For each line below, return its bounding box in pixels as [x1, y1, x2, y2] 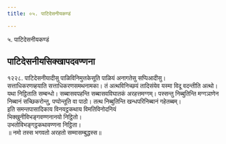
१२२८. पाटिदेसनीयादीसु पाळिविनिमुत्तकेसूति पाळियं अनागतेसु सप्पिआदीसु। [7, 74, 166, 82]
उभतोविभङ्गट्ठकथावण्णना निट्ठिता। [7, 120, 82, 129]
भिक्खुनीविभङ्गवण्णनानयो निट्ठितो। [7, 113, 82, 121]
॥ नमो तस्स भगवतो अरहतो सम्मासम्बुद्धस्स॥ [7, 129, 102, 137]
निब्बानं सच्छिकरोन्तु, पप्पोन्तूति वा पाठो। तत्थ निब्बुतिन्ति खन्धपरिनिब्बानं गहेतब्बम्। [7, 98, 182, 106]
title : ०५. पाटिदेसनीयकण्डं [7, 10, 71, 17]
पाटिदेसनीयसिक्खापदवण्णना [7, 56, 96, 68]
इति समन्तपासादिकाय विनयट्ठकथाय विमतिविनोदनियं [7, 105, 116, 114]
